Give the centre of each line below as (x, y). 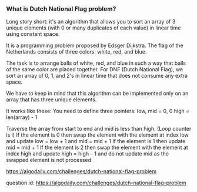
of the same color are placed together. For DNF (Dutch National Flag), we (95, 69)
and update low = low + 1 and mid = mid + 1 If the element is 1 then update (96, 141)
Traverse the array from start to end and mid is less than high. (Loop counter (99, 129)
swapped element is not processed (49, 160)
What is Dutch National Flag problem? (61, 9)
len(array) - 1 (22, 117)
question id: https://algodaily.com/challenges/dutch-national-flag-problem (96, 183)
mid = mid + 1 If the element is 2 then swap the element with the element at (97, 148)
